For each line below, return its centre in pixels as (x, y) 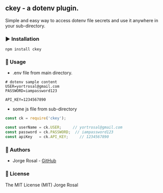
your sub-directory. (25, 26)
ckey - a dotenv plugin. (42, 8)
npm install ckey (23, 49)
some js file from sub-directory (45, 109)
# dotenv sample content (31, 82)
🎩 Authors (18, 150)
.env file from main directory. (43, 73)
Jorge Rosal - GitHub (34, 161)
